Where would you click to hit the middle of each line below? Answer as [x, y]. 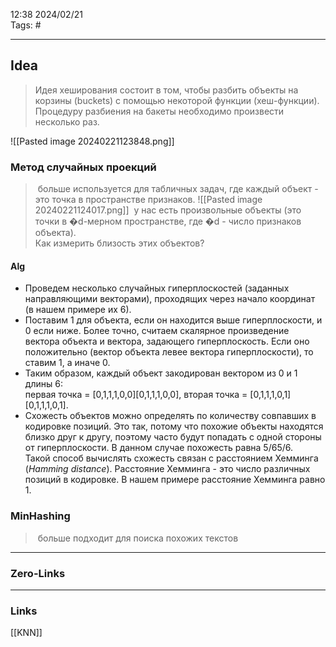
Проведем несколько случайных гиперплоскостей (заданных [157, 288]
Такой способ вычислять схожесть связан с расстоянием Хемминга [171, 458]
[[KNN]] [26, 633]
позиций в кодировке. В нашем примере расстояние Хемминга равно [175, 480]
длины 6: [43, 384]
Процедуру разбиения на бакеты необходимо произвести [159, 111]
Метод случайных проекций [83, 167]
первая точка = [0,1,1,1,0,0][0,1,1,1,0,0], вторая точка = [136, 395]
